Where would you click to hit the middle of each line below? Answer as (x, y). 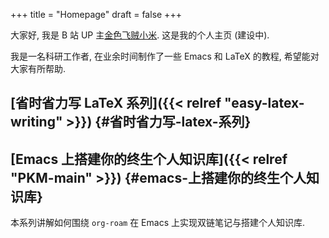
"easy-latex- (264, 103)
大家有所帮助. (38, 68)
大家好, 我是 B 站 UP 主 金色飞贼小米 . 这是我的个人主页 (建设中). (140, 35)
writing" (36, 122)
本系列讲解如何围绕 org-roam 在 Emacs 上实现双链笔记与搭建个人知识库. (157, 223)
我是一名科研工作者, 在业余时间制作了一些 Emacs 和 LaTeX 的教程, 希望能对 (165, 56)
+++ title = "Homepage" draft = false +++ (96, 14)
